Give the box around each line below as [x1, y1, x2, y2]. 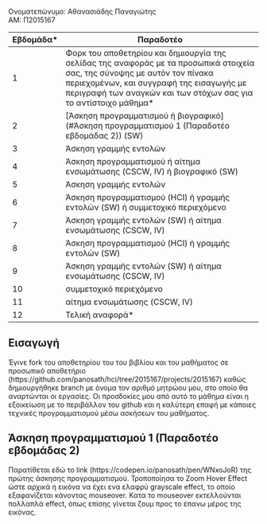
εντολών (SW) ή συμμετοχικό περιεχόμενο [65, 202, 226, 213]
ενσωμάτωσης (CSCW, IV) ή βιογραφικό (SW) [65, 166, 238, 177]
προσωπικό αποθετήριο [8, 366, 86, 375]
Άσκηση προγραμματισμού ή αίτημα [65, 156, 201, 166]
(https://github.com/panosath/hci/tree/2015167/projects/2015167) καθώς [8, 374, 246, 384]
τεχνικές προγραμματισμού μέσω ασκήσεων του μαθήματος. [8, 408, 210, 417]
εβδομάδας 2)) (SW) [65, 131, 144, 141]
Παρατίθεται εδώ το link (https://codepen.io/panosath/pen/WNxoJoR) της [8, 465, 252, 475]
